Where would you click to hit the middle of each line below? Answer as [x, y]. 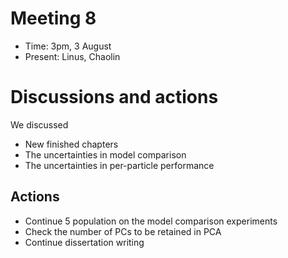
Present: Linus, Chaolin [72, 56]
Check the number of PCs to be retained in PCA [123, 231]
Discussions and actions [114, 97]
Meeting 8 [53, 18]
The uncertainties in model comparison [105, 154]
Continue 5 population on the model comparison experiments [151, 221]
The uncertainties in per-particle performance [119, 165]
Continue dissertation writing [84, 242]
